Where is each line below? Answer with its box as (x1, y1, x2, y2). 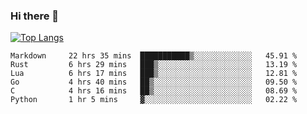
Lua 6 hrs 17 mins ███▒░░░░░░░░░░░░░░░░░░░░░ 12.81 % (10, 69, 298, 79)
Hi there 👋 (10, 9, 60, 23)
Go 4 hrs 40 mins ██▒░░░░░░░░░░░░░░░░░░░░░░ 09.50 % (10, 77, 298, 88)
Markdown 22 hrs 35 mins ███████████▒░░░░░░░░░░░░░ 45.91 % (10, 51, 298, 61)
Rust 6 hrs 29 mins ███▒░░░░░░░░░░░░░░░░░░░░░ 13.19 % (10, 60, 298, 70)
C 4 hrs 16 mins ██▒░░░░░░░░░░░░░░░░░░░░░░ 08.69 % (10, 86, 298, 96)
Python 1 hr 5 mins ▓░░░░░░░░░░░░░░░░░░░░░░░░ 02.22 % (10, 95, 298, 105)
